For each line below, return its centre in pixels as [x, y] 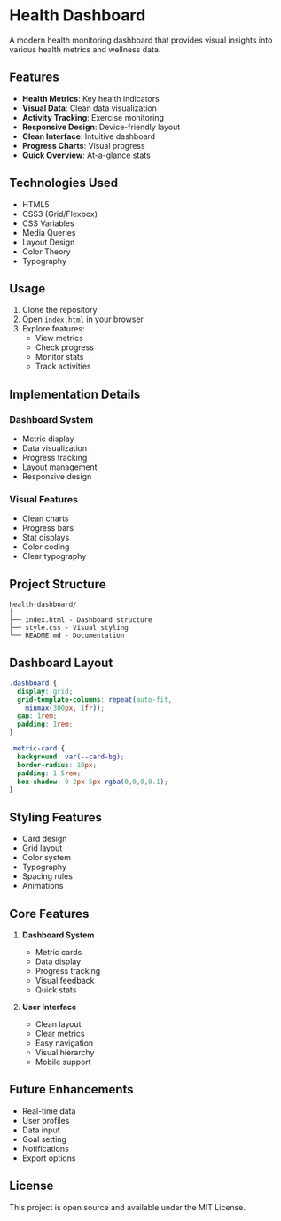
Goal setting [44, 1139]
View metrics [59, 338]
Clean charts [45, 518]
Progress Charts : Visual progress [83, 145]
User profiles [46, 1120]
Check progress [65, 347]
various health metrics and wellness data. [85, 49]
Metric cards [59, 952]
